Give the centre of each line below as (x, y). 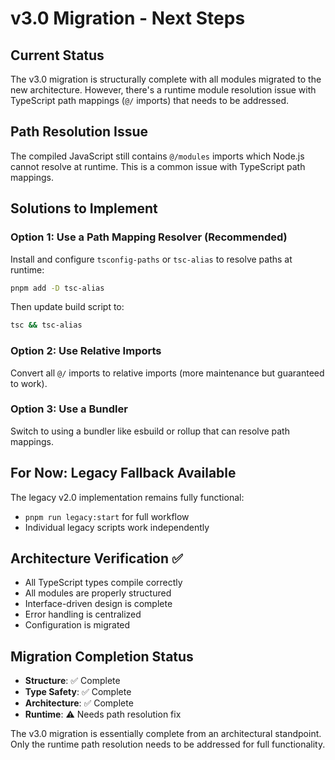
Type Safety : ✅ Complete (78, 692)
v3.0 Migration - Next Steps (128, 18)
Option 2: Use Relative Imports (86, 351)
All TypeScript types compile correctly (103, 583)
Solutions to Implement (84, 208)
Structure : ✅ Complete (72, 681)
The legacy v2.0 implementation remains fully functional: (127, 497)
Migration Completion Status (102, 656)
